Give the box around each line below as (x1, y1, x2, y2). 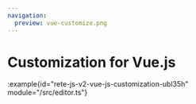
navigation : (7, 11, 47, 20)
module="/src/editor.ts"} (7, 88, 88, 98)
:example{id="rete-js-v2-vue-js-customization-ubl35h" (7, 79, 189, 89)
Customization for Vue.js (7, 53, 176, 71)
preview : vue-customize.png (14, 19, 108, 27)
